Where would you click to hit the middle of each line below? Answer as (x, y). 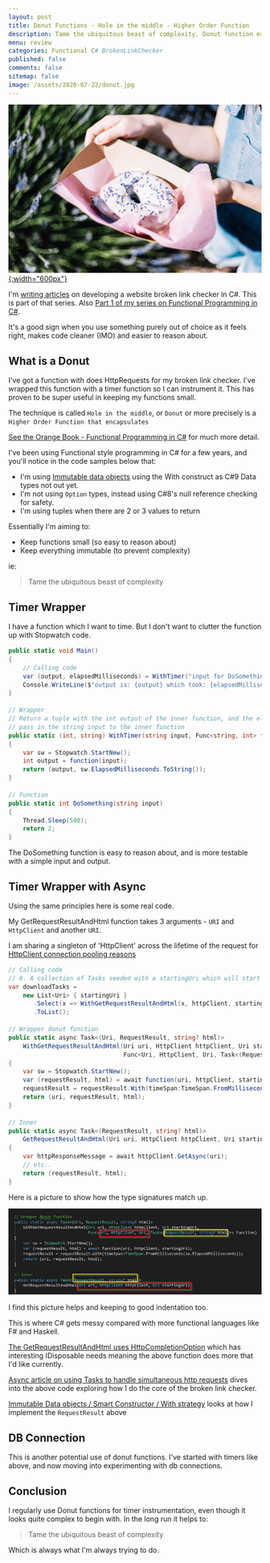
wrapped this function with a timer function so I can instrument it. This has (131, 389)
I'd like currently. (36, 1364)
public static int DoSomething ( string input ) (86, 803)
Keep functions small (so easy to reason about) (98, 542)
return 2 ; (39, 829)
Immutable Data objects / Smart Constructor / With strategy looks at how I (131, 1404)
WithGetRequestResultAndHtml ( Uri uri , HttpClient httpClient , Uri (136, 1046)
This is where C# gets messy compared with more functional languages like (134, 1323)
